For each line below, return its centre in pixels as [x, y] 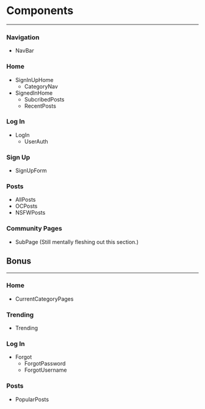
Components [40, 11]
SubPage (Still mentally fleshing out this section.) [77, 241]
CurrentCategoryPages [44, 299]
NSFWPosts [30, 213]
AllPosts [25, 200]
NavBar [25, 51]
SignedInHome [34, 93]
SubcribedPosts [45, 99]
